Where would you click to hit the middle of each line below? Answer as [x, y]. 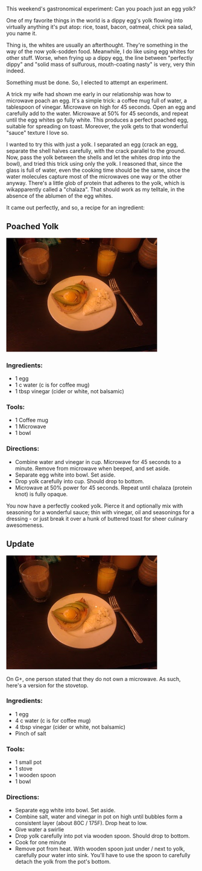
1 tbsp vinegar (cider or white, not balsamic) [70, 391]
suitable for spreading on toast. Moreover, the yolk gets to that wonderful [97, 126]
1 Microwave [30, 426]
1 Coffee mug [31, 420]
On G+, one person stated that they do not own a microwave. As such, [93, 679]
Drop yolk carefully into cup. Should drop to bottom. [80, 481]
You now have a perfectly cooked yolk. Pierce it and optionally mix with [95, 506]
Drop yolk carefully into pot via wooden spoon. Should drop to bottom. [102, 836]
